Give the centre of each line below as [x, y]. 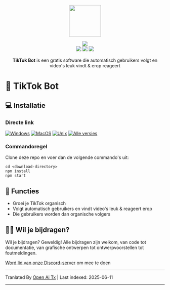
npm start [16, 176]
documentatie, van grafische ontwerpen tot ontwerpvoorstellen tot [75, 247]
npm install [18, 171]
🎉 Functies [22, 191]
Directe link [19, 122]
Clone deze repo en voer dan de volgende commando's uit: [67, 157]
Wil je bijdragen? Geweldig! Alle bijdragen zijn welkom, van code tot [76, 242]
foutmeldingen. [21, 253]
